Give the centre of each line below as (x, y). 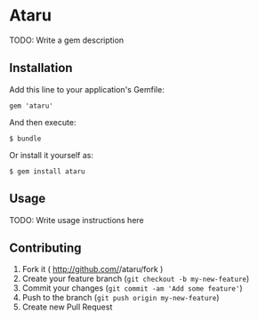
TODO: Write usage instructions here (77, 220)
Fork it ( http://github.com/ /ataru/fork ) (93, 269)
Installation (41, 68)
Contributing (45, 248)
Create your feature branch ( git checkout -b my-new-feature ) (136, 279)
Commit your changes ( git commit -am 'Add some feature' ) (132, 288)
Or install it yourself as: (51, 155)
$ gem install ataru (48, 171)
